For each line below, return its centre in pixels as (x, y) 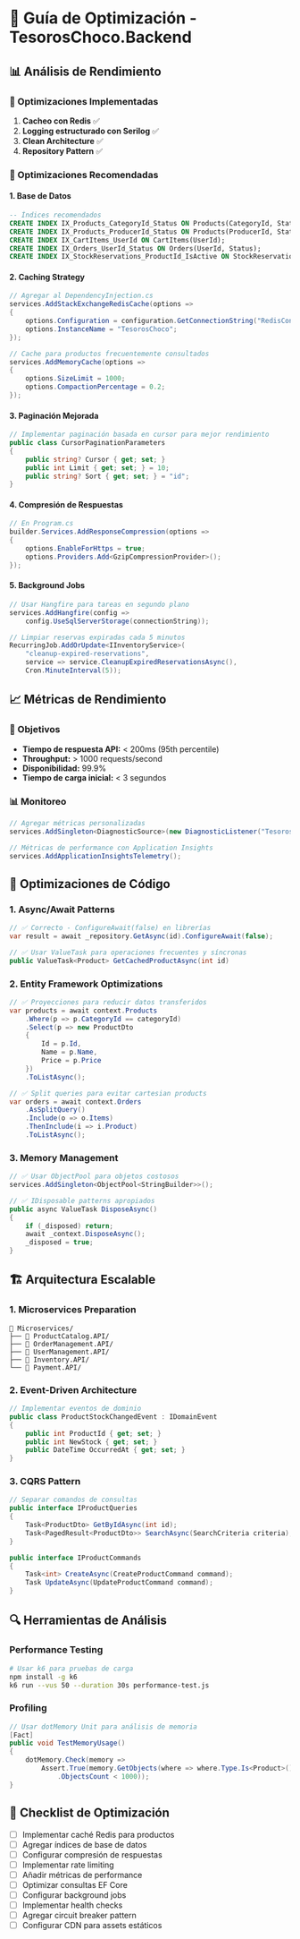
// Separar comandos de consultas (74, 1500)
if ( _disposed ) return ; (70, 1226)
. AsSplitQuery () (56, 1110)
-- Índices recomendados (55, 215)
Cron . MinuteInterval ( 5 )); (74, 671)
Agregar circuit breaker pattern (79, 1916)
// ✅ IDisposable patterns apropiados (82, 1200)
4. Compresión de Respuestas (66, 504)
